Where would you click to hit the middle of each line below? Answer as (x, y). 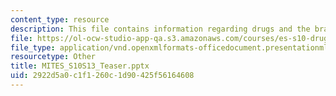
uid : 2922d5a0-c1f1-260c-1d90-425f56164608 (102, 76)
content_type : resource (60, 19)
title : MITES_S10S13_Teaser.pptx (80, 66)
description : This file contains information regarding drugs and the (160, 29)
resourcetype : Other (53, 57)
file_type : (33, 47)
